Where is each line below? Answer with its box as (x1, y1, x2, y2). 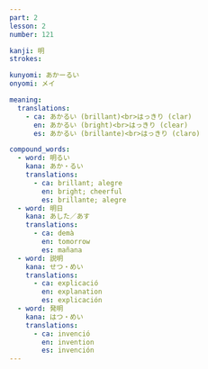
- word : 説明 (17, 254, 64, 263)
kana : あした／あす (25, 212, 90, 221)
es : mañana (41, 245, 83, 255)
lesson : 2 (9, 22, 47, 31)
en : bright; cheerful (41, 186, 123, 196)
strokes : (9, 55, 42, 64)
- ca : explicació (32, 279, 99, 288)
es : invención (41, 346, 95, 355)
